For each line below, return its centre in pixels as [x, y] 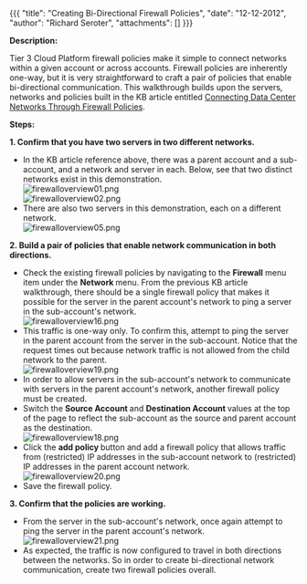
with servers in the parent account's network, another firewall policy [151, 389]
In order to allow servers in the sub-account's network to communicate [156, 379]
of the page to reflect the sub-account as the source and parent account [159, 418]
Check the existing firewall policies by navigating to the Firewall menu [154, 272]
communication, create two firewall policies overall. [119, 570]
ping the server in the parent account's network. [114, 531]
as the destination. [58, 428]
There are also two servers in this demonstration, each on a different [152, 208]
